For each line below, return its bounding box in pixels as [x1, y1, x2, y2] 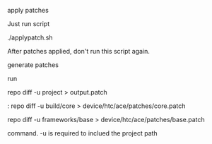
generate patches [7, 61, 59, 69]
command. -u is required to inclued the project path [7, 129, 158, 137]
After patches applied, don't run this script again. [7, 47, 151, 55]
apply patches [7, 6, 49, 14]
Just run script [7, 20, 50, 28]
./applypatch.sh [7, 33, 53, 42]
